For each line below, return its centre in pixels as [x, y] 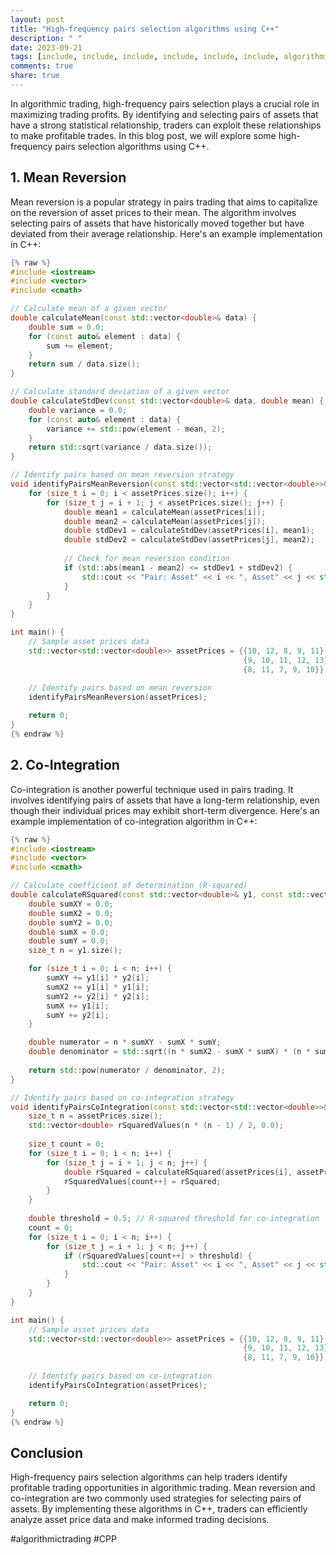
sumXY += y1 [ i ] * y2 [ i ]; [98, 978]
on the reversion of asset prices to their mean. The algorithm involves [153, 212]
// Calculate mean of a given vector [89, 309]
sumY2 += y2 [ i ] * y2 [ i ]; [98, 996]
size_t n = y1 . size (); [75, 951]
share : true [35, 76]
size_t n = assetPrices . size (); [95, 1116]
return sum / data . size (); [84, 364]
